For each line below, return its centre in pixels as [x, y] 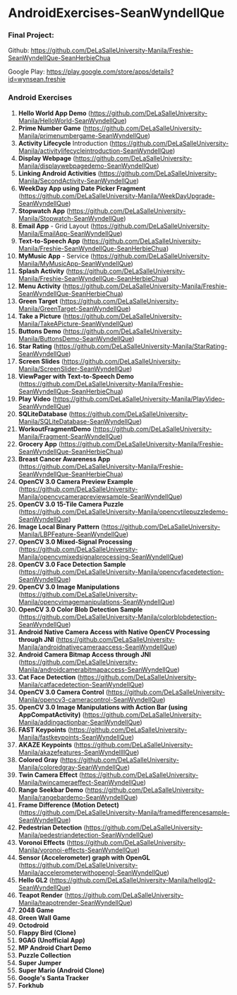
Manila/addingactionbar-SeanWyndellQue [79, 722]
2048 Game [36, 910]
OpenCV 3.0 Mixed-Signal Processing [75, 541]
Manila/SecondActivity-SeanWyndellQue [77, 180]
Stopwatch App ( [43, 211]
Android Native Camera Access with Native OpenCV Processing [114, 632]
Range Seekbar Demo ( [53, 790]
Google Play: [26, 71]
